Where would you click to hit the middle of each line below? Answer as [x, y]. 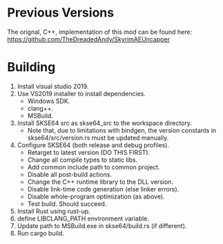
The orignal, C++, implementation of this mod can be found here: [100, 32]
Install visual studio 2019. [53, 86]
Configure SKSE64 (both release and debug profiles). [93, 145]
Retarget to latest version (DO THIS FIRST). [89, 152]
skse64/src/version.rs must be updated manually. [98, 138]
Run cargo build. [40, 233]
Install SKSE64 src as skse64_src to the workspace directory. [104, 123]
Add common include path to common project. [94, 167]
